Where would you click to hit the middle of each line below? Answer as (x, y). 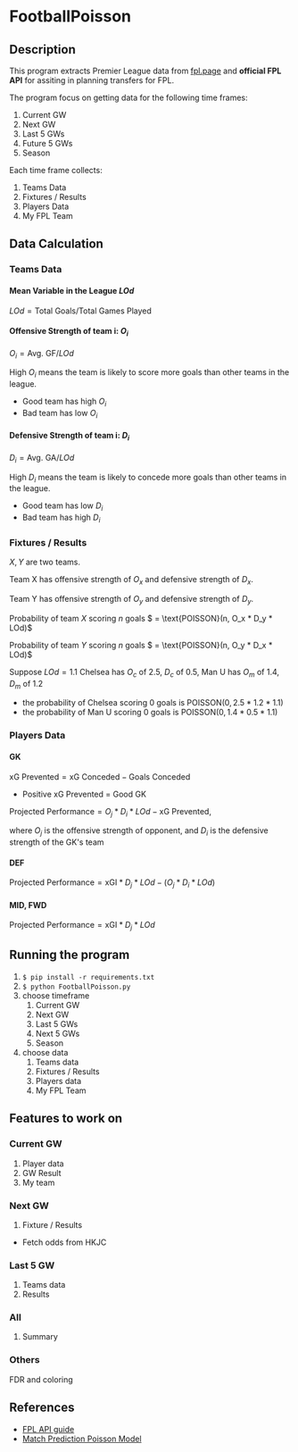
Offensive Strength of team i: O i (69, 332)
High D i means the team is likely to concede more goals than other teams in (148, 478)
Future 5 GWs (47, 143)
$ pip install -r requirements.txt (88, 977)
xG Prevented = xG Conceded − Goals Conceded (100, 776)
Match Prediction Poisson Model (82, 1439)
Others (25, 1360)
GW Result (41, 1172)
